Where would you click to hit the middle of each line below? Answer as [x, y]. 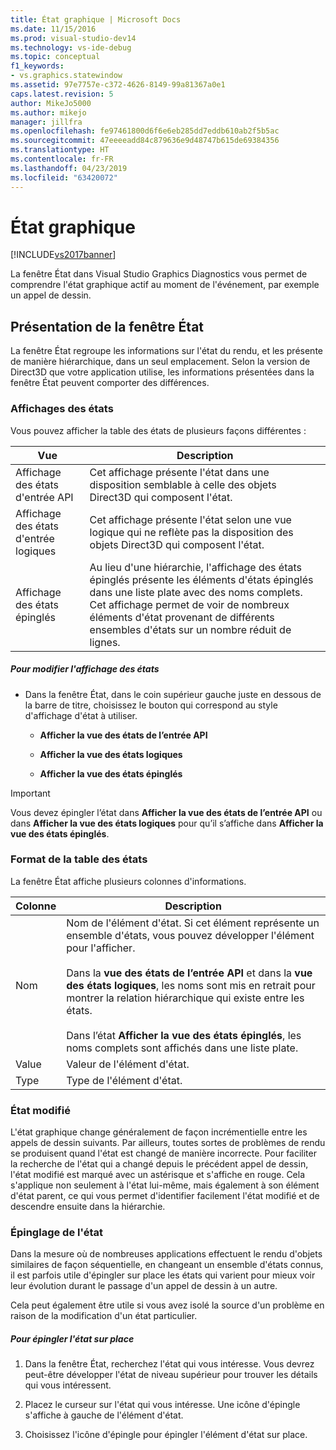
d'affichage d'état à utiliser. [81, 715]
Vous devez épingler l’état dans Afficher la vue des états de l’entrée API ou [166, 812]
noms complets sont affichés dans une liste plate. [182, 1048]
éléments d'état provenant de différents [182, 617]
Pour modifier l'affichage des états [85, 669]
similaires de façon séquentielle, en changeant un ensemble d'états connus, [167, 1265]
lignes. [105, 642]
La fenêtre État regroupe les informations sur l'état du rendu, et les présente [166, 351]
